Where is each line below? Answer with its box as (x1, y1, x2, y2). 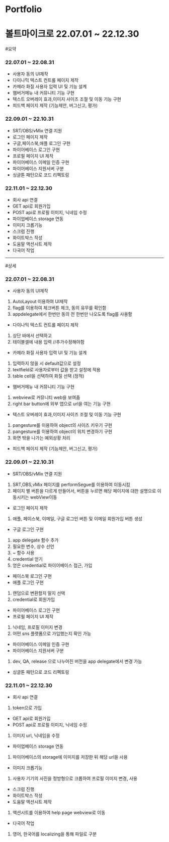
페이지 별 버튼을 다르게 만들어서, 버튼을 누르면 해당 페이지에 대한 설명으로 (12, 487, 156, 493)
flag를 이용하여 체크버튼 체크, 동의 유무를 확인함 (12, 305, 107, 311)
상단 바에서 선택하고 (12, 332, 52, 339)
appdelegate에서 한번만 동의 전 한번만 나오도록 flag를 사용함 (12, 311, 132, 317)
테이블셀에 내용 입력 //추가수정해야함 (12, 339, 84, 345)
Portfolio (5, 4, 42, 15)
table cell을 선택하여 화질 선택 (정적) (12, 373, 84, 379)
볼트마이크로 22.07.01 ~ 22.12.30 (5, 28, 139, 40)
